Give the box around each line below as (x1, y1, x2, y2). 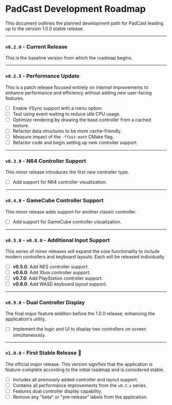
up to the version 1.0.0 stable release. (5, 25, 84, 31)
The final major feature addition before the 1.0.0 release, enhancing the (5, 311, 155, 317)
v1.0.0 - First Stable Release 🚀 (5, 350, 82, 357)
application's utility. (5, 316, 47, 322)
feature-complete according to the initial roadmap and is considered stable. (5, 367, 165, 373)
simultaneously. (12, 332, 46, 338)
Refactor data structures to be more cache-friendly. (12, 128, 122, 134)
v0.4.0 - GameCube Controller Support (5, 197, 104, 204)
